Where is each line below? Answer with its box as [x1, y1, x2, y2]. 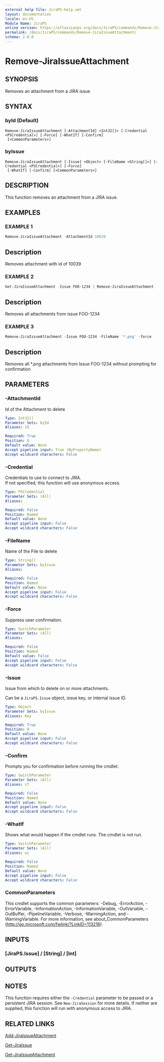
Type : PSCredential [5, 489, 45, 494]
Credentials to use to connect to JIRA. [5, 475, 82, 480]
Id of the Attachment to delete [5, 406, 65, 412]
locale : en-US [5, 16, 34, 21]
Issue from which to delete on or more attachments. [5, 685, 109, 691]
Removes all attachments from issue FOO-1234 [5, 311, 100, 317]
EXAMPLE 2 [5, 273, 34, 280]
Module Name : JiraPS [5, 21, 47, 26]
